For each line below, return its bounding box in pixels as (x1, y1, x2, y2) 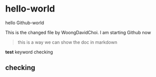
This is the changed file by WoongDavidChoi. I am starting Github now (5, 29, 151, 35)
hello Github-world (5, 20, 44, 26)
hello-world (5, 3, 56, 15)
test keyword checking (5, 49, 53, 55)
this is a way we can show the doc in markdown (17, 39, 118, 45)
